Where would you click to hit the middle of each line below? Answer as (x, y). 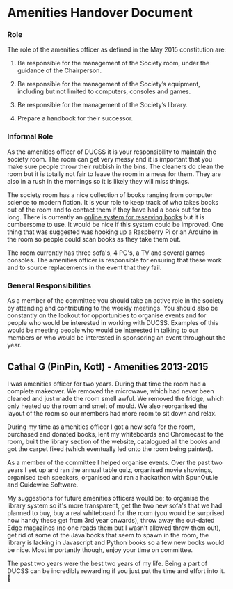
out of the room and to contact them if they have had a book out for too (109, 210)
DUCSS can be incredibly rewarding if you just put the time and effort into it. (116, 571)
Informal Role (30, 136)
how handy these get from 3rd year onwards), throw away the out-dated (111, 520)
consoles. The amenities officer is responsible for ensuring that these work (115, 260)
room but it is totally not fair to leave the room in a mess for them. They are (114, 174)
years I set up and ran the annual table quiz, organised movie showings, (110, 470)
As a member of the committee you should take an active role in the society (115, 301)
